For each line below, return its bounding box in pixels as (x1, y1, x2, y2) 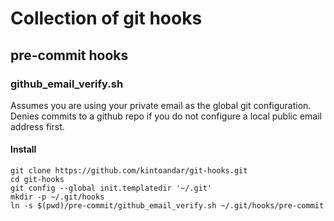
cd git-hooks (10, 175, 65, 185)
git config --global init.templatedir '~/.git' (10, 183, 213, 194)
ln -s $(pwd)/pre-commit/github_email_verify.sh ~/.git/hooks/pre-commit (10, 201, 325, 211)
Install (10, 143, 37, 156)
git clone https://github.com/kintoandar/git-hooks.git (10, 166, 248, 176)
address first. (10, 120, 65, 132)
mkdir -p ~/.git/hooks (10, 192, 105, 202)
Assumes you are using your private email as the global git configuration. (10, 99, 312, 111)
